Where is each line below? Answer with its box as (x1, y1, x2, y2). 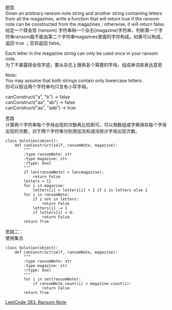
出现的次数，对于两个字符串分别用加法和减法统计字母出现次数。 (5, 128, 140, 134)
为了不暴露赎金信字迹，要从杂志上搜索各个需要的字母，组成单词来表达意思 (5, 62, 162, 68)
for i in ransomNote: (24, 192, 70, 197)
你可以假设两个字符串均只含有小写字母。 (5, 84, 91, 90)
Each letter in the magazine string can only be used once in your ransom (5, 50, 159, 56)
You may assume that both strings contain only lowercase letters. (5, 77, 143, 84)
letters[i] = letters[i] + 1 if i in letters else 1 (32, 188, 147, 193)
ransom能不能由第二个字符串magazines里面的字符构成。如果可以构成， (14, 34, 165, 39)
